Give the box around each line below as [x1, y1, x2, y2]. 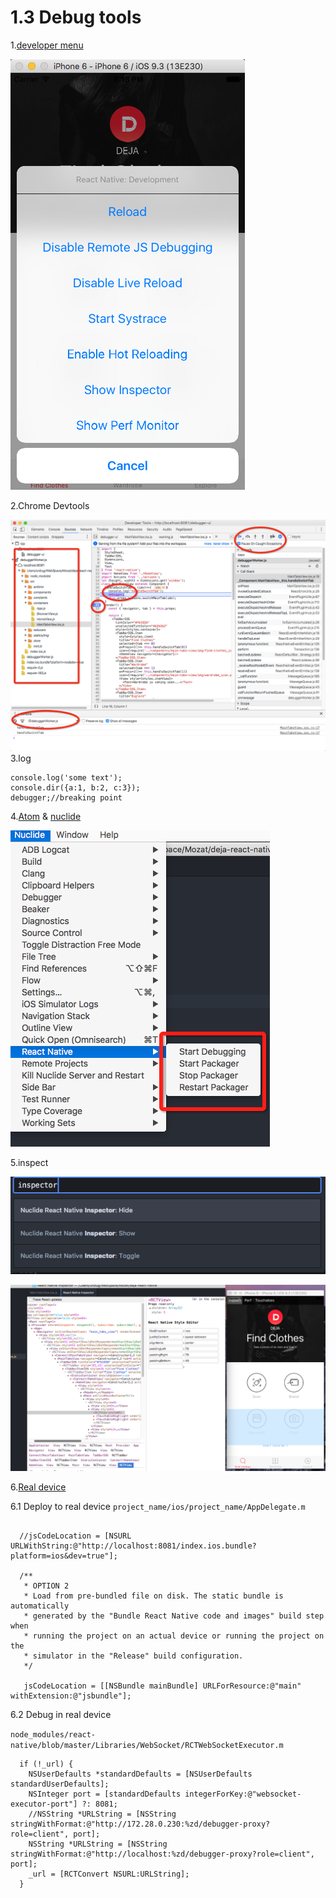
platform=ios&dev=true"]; [10, 1551, 118, 1561]
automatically [10, 1601, 70, 1611]
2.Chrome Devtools [10, 499, 90, 511]
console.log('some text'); [10, 773, 123, 783]
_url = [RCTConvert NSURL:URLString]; [28, 1869, 190, 1880]
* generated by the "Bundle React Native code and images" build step [23, 1611, 325, 1621]
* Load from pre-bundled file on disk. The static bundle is [23, 1591, 284, 1601]
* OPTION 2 [23, 1581, 70, 1591]
